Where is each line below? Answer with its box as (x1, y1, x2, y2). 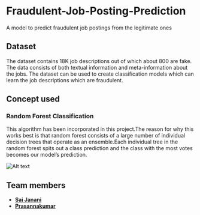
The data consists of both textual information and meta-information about (6, 64, 188, 71)
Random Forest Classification (6, 112, 94, 121)
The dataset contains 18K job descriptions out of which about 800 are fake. (6, 57, 192, 64)
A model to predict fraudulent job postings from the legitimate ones (6, 24, 172, 31)
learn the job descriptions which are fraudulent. (6, 76, 124, 83)
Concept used (6, 94, 60, 104)
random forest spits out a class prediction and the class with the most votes (6, 145, 193, 152)
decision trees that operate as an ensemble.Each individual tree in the (6, 138, 178, 145)
